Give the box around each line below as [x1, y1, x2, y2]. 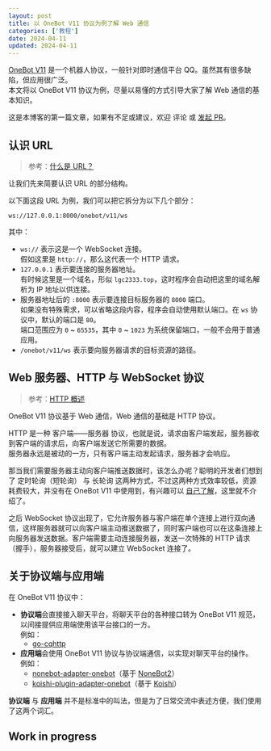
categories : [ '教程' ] [8, 27, 79, 35]
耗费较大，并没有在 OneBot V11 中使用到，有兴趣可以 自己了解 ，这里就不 [8, 485, 250, 495]
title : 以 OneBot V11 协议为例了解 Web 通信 [8, 19, 149, 27]
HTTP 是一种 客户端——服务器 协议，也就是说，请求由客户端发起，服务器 [8, 428, 252, 438]
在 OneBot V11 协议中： [8, 592, 86, 602]
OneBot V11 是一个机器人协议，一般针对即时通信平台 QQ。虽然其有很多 [8, 65, 244, 75]
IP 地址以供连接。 [35, 284, 95, 294]
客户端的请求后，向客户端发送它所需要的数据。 [15, 438, 171, 448]
